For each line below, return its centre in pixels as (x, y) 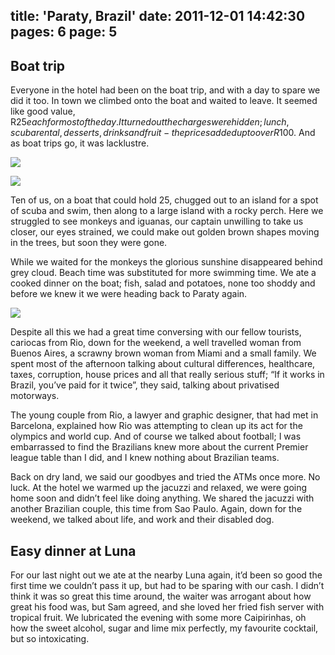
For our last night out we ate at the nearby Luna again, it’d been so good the (166, 575)
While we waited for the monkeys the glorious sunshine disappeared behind (166, 262)
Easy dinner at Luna (73, 550)
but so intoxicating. (50, 639)
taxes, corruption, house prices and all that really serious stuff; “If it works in (167, 375)
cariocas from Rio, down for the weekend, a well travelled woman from (156, 343)
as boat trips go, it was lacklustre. (80, 143)
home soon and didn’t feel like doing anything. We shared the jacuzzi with (162, 498)
